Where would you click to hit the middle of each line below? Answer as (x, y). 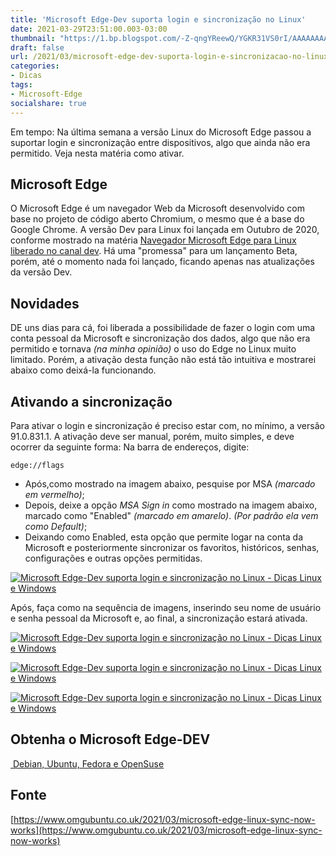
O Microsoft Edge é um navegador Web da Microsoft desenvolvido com (157, 208)
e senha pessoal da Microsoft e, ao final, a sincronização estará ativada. (159, 618)
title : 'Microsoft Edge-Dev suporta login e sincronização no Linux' (158, 19)
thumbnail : (33, 38)
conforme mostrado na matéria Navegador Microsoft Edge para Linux (153, 240)
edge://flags (37, 465)
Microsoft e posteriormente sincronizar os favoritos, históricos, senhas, (172, 547)
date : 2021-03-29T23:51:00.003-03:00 (89, 29)
